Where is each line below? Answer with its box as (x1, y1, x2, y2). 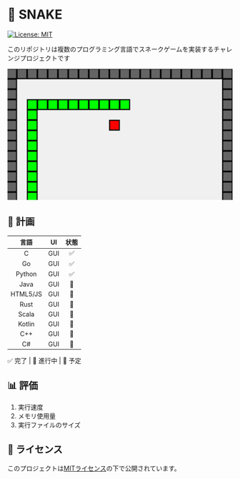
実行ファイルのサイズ (17, 420, 81, 429)
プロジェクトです (19, 54, 70, 62)
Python (15, 270, 37, 278)
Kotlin (17, 320, 35, 328)
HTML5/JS (10, 290, 43, 299)
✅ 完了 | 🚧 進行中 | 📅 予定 (7, 357, 82, 365)
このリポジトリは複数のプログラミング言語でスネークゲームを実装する (7, 44, 214, 53)
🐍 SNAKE (7, 6, 63, 23)
